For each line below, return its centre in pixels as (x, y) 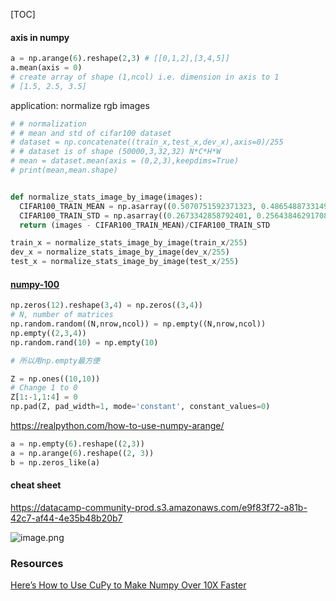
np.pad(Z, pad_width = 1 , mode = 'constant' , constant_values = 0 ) (140, 407)
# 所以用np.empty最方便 (55, 360)
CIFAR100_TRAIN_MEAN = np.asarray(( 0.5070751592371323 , (138, 206)
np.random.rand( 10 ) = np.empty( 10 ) (84, 342)
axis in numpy (40, 37)
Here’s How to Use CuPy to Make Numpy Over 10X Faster (128, 585)
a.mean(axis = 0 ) (46, 68)
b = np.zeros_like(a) (55, 462)
